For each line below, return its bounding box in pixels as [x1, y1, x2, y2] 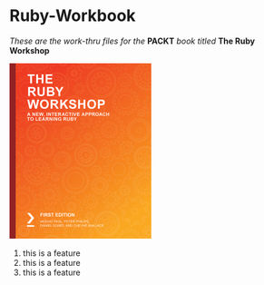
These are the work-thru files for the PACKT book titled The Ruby [9, 35, 256, 46]
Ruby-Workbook [9, 5, 136, 26]
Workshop [9, 44, 50, 55]
